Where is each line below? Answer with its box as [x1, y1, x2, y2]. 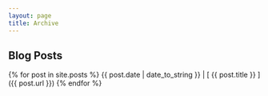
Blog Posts [8, 49, 63, 62]
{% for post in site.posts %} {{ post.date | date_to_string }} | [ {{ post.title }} [8, 70, 256, 80]
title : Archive [8, 19, 59, 27]
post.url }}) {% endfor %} [18, 78, 102, 88]
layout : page [8, 11, 52, 20]
